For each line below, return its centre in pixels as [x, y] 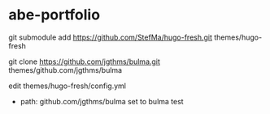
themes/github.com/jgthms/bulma [65, 70]
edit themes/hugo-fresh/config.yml [67, 86]
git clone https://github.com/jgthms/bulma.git [85, 61]
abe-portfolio [54, 15]
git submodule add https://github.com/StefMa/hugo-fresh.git [111, 37]
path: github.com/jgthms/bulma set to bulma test [102, 101]
